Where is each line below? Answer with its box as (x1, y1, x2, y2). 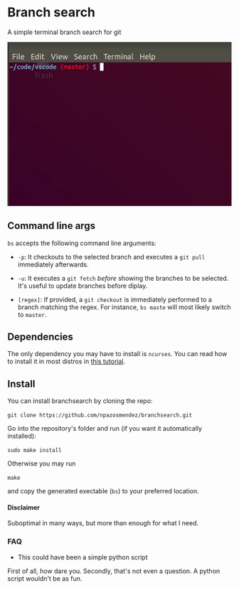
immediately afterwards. (17, 260, 89, 269)
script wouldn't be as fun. (7, 574, 83, 583)
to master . (17, 310, 47, 318)
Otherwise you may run (7, 459, 76, 468)
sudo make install (7, 447, 62, 454)
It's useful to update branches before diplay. (17, 281, 148, 290)
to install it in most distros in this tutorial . (7, 357, 126, 366)
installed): (7, 431, 37, 441)
